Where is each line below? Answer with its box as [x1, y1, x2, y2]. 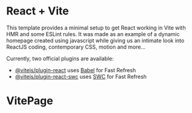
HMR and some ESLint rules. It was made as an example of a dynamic [6, 30, 180, 37]
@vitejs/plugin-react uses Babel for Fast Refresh [14, 66, 136, 73]
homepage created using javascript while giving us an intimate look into [6, 37, 185, 44]
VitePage [6, 94, 53, 108]
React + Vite [6, 4, 69, 18]
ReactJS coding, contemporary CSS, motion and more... [6, 43, 146, 50]
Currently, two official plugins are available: [6, 55, 114, 62]
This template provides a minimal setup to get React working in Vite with [6, 24, 186, 31]
